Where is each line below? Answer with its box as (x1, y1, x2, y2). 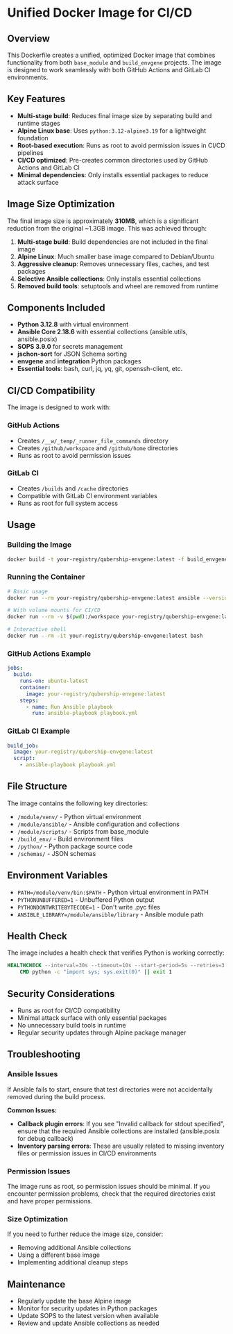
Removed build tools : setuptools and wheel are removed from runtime (17, 281, 218, 290)
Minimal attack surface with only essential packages (17, 1014, 167, 1022)
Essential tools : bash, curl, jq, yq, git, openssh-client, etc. (17, 365, 183, 373)
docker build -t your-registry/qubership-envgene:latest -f (7, 556, 185, 563)
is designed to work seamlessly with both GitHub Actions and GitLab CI (7, 66, 211, 74)
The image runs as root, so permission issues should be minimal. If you (7, 1183, 210, 1191)
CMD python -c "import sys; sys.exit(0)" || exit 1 (19, 969, 172, 975)
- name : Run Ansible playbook (25, 703, 113, 710)
